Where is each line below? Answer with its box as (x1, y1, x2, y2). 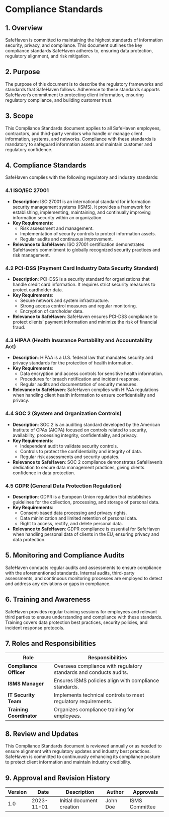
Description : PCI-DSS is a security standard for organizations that (12, 276, 150, 282)
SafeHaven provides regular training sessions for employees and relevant (5, 608, 157, 614)
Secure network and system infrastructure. (20, 297, 109, 303)
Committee (130, 803, 156, 810)
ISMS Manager (8, 680, 44, 687)
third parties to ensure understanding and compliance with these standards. (5, 614, 162, 620)
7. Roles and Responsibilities (5, 639, 97, 648)
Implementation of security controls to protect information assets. (20, 230, 156, 236)
